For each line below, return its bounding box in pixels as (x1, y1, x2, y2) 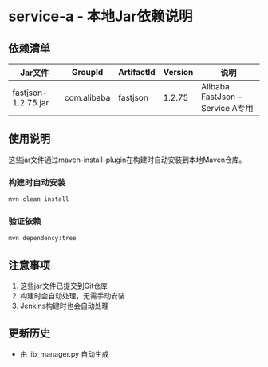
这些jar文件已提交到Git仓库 (19, 281, 108, 290)
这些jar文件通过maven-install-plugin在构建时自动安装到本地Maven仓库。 (8, 155, 246, 164)
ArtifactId (118, 67, 156, 77)
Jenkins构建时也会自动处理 (19, 301, 109, 310)
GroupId (71, 67, 104, 77)
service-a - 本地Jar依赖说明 (8, 7, 193, 26)
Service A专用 (200, 103, 254, 113)
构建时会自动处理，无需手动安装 (19, 290, 125, 300)
